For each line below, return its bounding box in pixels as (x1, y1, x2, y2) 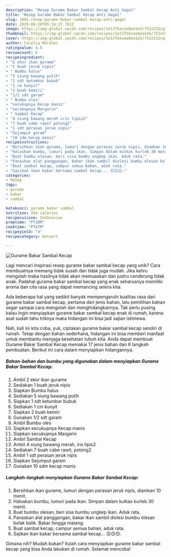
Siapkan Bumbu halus (13, 387, 59, 393)
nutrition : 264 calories (6, 210, 58, 215)
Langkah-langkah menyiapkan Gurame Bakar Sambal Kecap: (6, 475, 139, 481)
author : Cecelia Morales (6, 41, 58, 46)
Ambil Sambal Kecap (13, 436, 57, 442)
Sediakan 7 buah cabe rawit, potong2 (13, 447, 92, 453)
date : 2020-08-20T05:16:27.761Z (6, 21, 74, 27)
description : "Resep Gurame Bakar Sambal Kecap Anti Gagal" (6, 7, 136, 13)
